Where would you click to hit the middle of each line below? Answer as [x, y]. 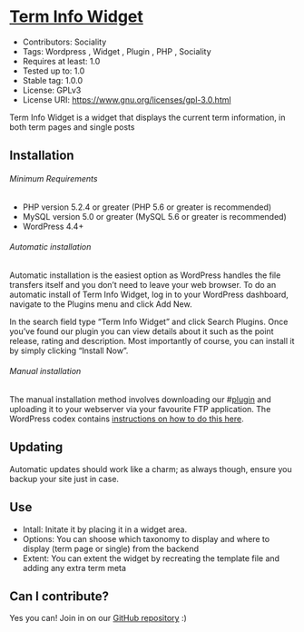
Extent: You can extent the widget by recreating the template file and [151, 558]
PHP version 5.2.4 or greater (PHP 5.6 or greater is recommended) [147, 207]
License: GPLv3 [52, 90]
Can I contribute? [59, 596]
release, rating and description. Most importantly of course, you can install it [152, 341]
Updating [36, 447]
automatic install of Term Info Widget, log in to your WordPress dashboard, [149, 294]
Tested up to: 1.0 [54, 71]
